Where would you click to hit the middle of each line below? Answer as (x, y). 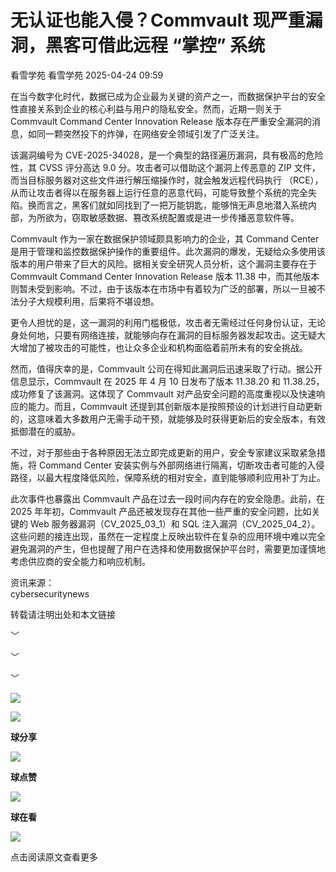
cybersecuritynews (50, 593)
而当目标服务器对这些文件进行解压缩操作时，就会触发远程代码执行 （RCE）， (167, 180)
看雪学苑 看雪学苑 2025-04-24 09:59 (87, 75)
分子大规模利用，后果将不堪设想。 (89, 301)
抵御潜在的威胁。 (45, 431)
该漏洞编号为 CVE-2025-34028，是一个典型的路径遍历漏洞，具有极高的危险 (167, 155)
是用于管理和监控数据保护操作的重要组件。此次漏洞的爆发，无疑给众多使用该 (168, 251)
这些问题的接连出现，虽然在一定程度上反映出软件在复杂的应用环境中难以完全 (168, 536)
